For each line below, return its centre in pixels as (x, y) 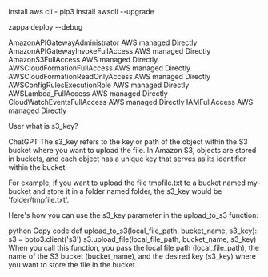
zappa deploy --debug (46, 27)
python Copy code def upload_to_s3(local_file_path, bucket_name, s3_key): (133, 231)
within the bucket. (38, 167)
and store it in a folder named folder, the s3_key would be (127, 191)
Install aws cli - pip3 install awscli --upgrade (81, 12)
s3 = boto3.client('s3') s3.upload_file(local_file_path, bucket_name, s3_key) (132, 239)
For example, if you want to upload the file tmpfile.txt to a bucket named (127, 183)
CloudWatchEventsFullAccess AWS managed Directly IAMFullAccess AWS (131, 102)
